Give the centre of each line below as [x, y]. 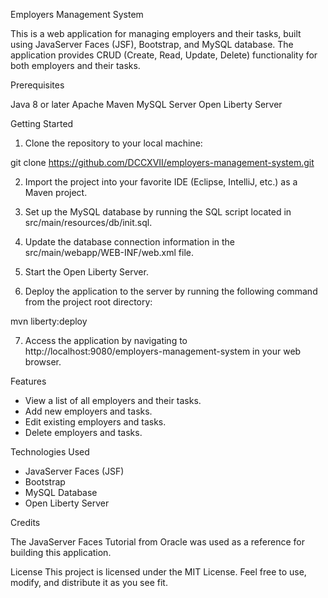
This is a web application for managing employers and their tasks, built [156, 33]
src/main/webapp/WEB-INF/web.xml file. [109, 252]
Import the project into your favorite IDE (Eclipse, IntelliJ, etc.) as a [161, 182]
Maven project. [56, 192]
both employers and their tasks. [75, 65]
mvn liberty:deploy [49, 321]
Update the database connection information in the [130, 242]
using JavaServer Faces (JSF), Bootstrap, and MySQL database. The [152, 44]
